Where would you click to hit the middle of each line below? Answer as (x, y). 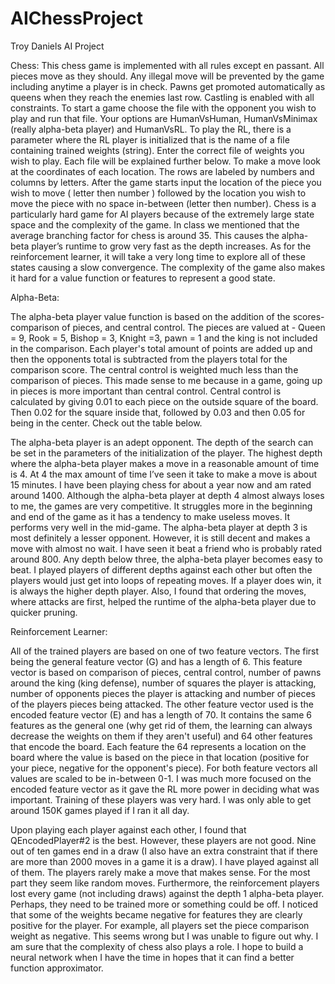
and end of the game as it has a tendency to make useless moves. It (150, 516)
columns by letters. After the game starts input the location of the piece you (166, 182)
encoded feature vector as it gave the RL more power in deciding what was (165, 789)
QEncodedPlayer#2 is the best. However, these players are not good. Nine (163, 840)
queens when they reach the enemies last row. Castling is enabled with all (162, 97)
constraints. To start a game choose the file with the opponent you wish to (163, 108)
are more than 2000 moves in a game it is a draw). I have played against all (164, 861)
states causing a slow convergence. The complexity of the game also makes (168, 267)
